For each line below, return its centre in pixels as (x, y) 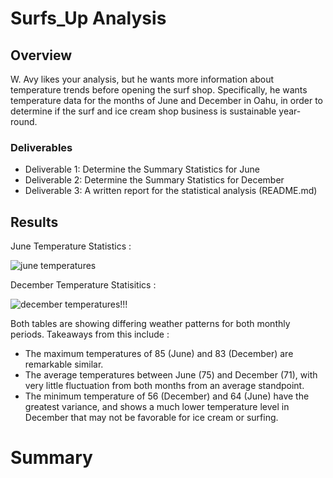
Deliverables (41, 147)
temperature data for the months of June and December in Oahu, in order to (166, 100)
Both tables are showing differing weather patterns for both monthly (150, 324)
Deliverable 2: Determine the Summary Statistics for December (154, 180)
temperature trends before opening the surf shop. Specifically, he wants (159, 90)
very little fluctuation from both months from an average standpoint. (164, 386)
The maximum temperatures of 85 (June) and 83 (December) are (159, 354)
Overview (41, 55)
